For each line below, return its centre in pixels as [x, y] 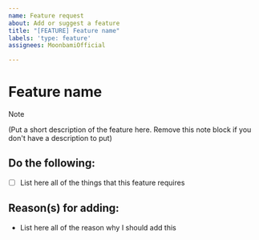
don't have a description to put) [60, 138]
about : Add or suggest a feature [64, 23]
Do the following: [52, 164]
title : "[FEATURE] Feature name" [64, 30]
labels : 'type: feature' [50, 38]
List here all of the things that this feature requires [102, 182]
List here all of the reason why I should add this [98, 227]
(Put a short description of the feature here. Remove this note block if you [130, 130]
